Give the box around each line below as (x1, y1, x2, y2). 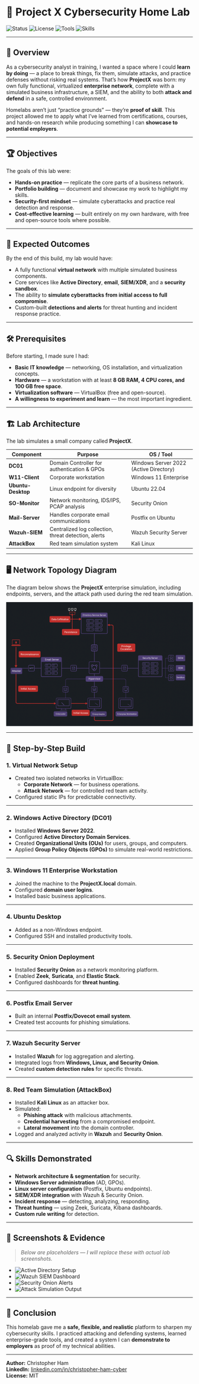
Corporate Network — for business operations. (23, 781, 140, 788)
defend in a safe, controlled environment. (6, 95, 108, 102)
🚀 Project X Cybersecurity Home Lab (6, 5, 190, 19)
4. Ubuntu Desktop (6, 913, 62, 921)
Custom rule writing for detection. (14, 1210, 99, 1217)
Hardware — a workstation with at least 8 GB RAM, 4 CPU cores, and (14, 376, 185, 384)
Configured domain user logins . (14, 886, 94, 893)
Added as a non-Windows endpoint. (14, 926, 103, 933)
